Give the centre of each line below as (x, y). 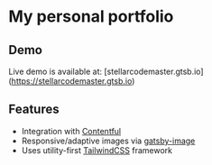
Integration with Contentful (71, 131)
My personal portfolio (91, 17)
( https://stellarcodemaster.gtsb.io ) (72, 81)
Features (34, 110)
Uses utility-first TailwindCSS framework (97, 150)
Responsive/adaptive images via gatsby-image (108, 141)
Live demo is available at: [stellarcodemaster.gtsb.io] (106, 71)
